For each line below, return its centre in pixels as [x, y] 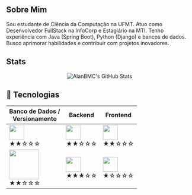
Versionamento [35, 119]
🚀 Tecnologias [33, 95]
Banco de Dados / [35, 111]
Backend [82, 115]
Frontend [118, 115]
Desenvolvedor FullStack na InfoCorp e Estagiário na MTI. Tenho [85, 30]
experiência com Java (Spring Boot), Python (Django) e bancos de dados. [96, 37]
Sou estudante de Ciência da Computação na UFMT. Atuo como [84, 24]
